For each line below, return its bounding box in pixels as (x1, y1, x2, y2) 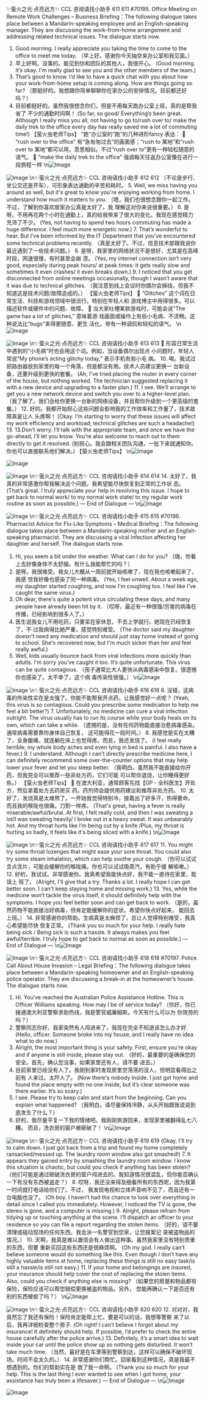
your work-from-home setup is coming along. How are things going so (15, 80, 193, 87)
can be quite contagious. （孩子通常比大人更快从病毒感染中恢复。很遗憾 (15, 666, 197, 673)
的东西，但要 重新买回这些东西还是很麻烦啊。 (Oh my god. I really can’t (6, 1244, 185, 1251)
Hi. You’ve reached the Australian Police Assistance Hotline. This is (15, 994, 184, 1001)
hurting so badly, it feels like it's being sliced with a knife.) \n (6, 829, 159, 835)
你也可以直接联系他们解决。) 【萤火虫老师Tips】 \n (6, 447, 132, 455)
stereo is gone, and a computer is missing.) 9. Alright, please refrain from (6, 1207, 190, 1214)
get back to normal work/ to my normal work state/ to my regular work (6, 493, 183, 501)
